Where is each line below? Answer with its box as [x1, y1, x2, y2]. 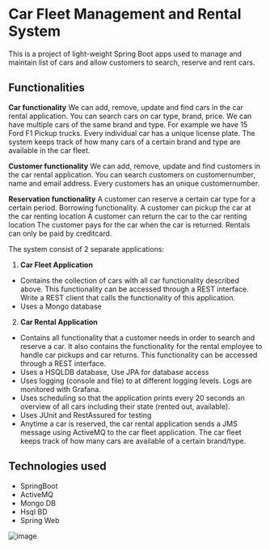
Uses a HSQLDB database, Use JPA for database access [19, 367, 209, 377]
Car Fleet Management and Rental [8, 5, 242, 23]
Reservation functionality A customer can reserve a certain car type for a [8, 194, 256, 203]
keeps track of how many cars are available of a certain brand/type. [19, 436, 247, 445]
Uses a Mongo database [19, 301, 103, 311]
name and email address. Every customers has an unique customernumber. [8, 178, 260, 188]
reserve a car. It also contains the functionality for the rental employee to [19, 341, 263, 351]
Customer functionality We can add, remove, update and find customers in [8, 161, 261, 171]
